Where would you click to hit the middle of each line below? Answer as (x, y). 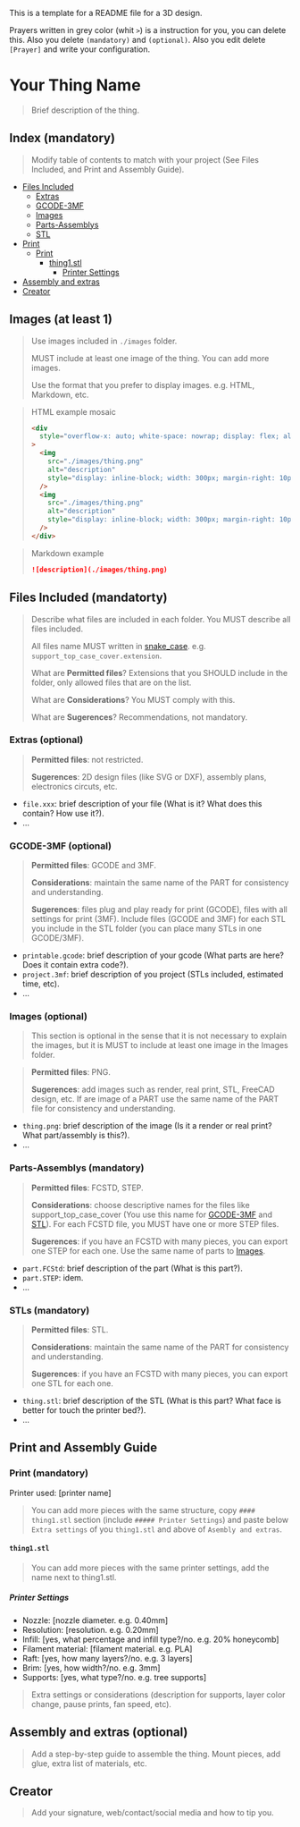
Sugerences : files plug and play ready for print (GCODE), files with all (159, 909)
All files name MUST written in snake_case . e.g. (119, 646)
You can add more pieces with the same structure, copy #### (143, 1510)
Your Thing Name (75, 85)
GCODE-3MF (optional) (61, 846)
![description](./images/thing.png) (99, 570)
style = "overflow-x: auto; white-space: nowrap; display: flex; (159, 436)
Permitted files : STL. (70, 1329)
